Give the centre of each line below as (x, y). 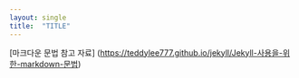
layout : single (38, 17)
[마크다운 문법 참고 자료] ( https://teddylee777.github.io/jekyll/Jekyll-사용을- (146, 52)
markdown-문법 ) (51, 64)
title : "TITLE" (40, 26)
